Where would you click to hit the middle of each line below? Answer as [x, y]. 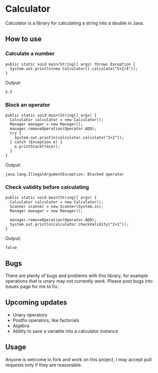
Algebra [21, 326]
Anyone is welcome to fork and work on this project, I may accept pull [78, 359]
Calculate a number [30, 54]
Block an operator [28, 105]
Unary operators [30, 315]
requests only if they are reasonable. [44, 365]
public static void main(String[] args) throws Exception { [71, 64]
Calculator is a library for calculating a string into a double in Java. [75, 23]
